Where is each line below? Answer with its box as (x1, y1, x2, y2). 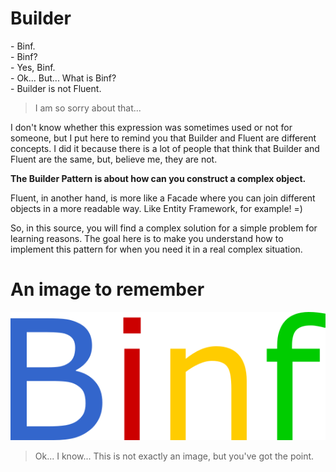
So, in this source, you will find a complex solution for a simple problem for (10, 222, 318, 234)
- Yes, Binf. (10, 61, 56, 73)
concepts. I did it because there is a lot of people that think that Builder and (10, 142, 320, 154)
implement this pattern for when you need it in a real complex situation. (10, 243, 303, 255)
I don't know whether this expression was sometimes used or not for (10, 121, 293, 133)
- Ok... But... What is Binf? (10, 72, 117, 84)
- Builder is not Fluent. (10, 82, 102, 94)
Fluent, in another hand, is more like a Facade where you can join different (10, 192, 316, 204)
